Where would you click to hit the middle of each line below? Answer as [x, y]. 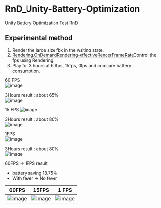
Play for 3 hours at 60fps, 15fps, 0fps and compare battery [72, 65]
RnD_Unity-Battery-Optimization [73, 9]
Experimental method [39, 38]
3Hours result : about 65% [32, 95]
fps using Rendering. [33, 60]
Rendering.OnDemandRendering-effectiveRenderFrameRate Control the [84, 55]
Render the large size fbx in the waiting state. [58, 50]
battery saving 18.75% [35, 173]
